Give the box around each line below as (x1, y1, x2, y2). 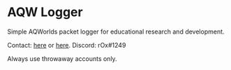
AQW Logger (7, 4, 83, 20)
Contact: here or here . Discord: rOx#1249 (7, 41, 126, 49)
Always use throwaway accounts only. (7, 54, 117, 63)
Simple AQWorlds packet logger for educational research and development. (7, 27, 225, 36)
